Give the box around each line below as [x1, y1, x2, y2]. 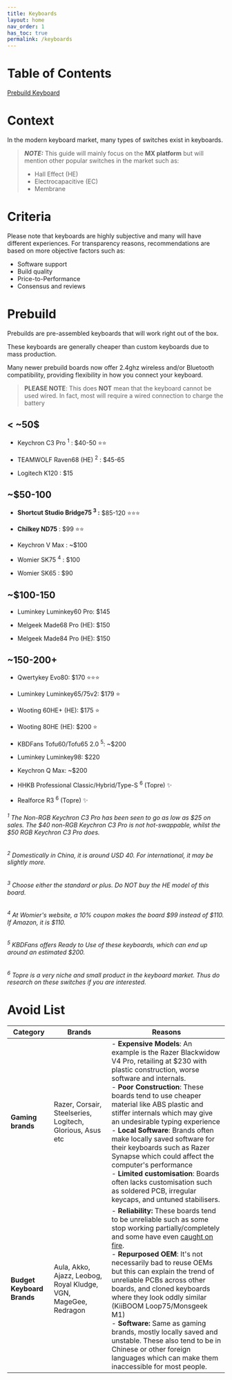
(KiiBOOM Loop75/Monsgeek [111, 1301, 209, 1311]
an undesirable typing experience [111, 1117, 221, 1127]
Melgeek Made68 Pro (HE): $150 [17, 620, 110, 629]
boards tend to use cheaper [111, 1091, 202, 1101]
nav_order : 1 [7, 23, 45, 30]
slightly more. [7, 858, 46, 866]
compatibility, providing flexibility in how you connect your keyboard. [7, 370, 204, 379]
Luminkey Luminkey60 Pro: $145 [17, 607, 110, 616]
